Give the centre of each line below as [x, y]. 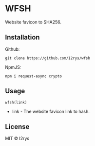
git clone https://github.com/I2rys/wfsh [48, 58]
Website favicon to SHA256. [33, 22]
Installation [22, 37]
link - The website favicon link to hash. [51, 111]
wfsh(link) [16, 102]
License [17, 127]
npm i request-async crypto [34, 76]
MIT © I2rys [17, 138]
